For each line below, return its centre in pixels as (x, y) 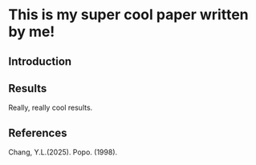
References (38, 133)
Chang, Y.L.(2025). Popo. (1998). (63, 152)
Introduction (40, 61)
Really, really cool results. (51, 108)
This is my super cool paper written (128, 15)
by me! (32, 32)
